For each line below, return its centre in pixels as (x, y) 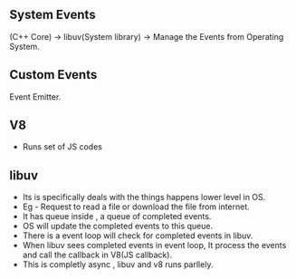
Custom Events (53, 75)
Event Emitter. (35, 96)
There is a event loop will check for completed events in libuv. (138, 236)
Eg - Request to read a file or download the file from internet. (136, 207)
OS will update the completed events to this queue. (118, 226)
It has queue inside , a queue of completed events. (117, 216)
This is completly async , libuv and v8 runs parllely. (118, 265)
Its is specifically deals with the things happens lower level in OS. (144, 197)
